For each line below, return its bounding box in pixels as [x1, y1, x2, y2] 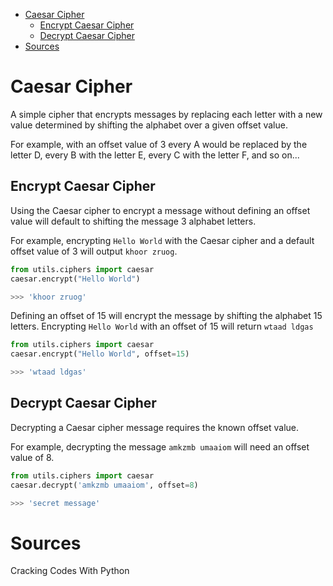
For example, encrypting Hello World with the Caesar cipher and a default [10, 234, 315, 246]
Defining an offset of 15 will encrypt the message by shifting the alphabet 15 [10, 310, 323, 322]
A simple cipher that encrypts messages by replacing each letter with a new [10, 108, 323, 120]
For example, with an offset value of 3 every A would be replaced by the [10, 138, 308, 150]
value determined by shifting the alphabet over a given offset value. [10, 119, 288, 131]
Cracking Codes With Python [10, 565, 130, 577]
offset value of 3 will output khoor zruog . [10, 245, 178, 257]
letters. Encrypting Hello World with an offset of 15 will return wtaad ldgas [10, 320, 314, 333]
